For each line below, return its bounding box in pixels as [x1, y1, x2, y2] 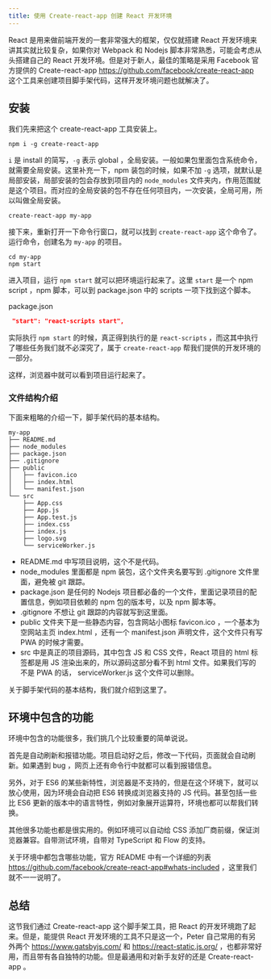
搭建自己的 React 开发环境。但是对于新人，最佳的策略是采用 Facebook [15, 55, 250, 65]
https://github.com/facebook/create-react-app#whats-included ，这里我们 [8, 863, 257, 872]
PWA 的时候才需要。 [19, 637, 89, 646]
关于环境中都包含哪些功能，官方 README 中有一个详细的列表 [8, 852, 212, 862]
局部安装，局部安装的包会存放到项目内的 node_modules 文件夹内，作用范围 [8, 175, 254, 186]
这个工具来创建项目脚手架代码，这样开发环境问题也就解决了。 [8, 75, 214, 85]
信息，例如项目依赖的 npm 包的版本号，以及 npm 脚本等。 [27, 596, 220, 606]
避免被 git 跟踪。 [34, 576, 90, 586]
